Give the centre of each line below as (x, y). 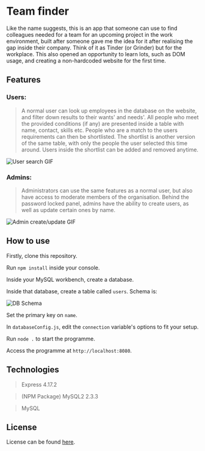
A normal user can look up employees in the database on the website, (109, 111)
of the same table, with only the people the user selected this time (104, 143)
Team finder (38, 11)
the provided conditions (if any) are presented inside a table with (103, 123)
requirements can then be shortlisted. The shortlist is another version (108, 136)
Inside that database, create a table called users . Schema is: (82, 291)
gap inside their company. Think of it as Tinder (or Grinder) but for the (94, 48)
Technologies (33, 370)
